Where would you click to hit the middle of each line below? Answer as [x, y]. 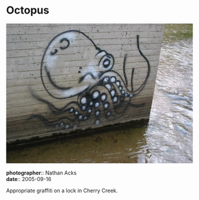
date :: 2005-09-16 [29, 179]
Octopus [28, 10]
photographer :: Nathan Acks [41, 173]
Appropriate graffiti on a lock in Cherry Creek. [62, 191]
